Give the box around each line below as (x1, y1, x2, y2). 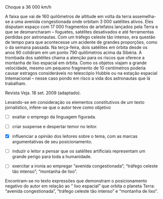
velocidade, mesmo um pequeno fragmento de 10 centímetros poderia (5, 65, 146, 71)
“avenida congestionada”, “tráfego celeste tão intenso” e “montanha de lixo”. (5, 188, 158, 194)
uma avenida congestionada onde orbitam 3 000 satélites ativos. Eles (14, 19, 154, 24)
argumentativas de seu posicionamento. (12, 139, 93, 145)
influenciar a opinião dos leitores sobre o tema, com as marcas (12, 133, 138, 139)
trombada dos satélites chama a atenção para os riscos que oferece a (5, 55, 145, 60)
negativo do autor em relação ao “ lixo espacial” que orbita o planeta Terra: (5, 183, 155, 189)
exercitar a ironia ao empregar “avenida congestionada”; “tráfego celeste (12, 163, 158, 169)
